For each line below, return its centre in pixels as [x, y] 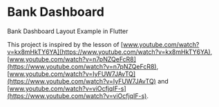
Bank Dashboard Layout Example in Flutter [68, 31]
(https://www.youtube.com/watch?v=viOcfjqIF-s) [77, 96]
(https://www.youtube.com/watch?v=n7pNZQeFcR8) [82, 66]
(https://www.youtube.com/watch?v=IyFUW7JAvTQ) [82, 81]
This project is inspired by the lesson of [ [65, 44]
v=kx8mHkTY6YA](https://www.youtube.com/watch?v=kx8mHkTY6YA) [109, 52]
